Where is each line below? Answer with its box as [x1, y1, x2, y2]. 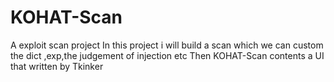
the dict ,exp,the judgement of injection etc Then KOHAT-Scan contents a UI [10, 49, 325, 61]
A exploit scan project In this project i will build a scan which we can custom [10, 39, 324, 51]
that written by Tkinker [10, 60, 104, 72]
